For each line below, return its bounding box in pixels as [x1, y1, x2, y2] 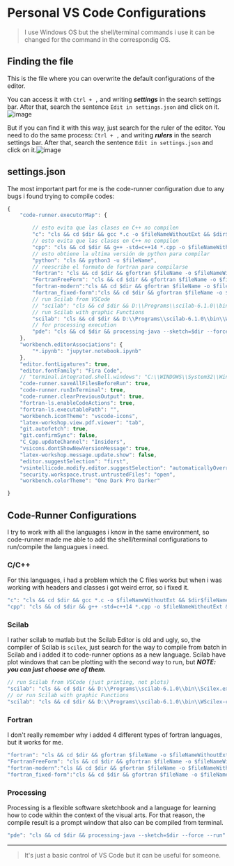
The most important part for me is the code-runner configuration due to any [7, 184, 225, 193]
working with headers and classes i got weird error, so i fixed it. [7, 583, 189, 592]
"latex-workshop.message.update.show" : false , [19, 451, 157, 458]
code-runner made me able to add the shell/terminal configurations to [7, 535, 208, 544]
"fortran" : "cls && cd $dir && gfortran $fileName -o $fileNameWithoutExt [7, 752, 229, 759]
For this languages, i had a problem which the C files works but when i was [7, 576, 222, 584]
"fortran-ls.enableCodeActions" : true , [19, 399, 136, 406]
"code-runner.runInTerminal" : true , [19, 387, 127, 394]
